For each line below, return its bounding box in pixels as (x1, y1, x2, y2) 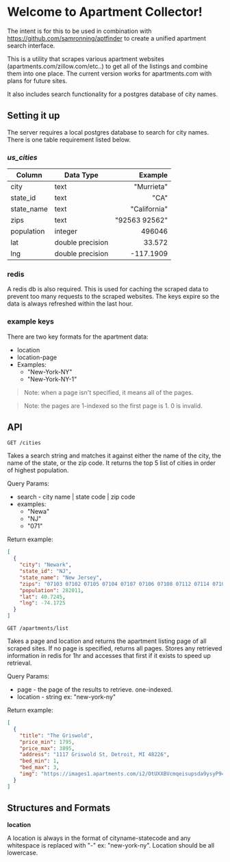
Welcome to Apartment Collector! (7, 4, 203, 20)
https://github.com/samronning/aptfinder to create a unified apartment (7, 34, 207, 42)
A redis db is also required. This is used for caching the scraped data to (7, 285, 209, 293)
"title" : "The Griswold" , (19, 732, 94, 739)
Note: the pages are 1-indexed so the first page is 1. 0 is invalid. (23, 401, 203, 409)
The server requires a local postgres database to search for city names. (7, 128, 209, 136)
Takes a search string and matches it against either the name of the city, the (7, 451, 221, 460)
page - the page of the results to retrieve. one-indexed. (16, 685, 173, 694)
